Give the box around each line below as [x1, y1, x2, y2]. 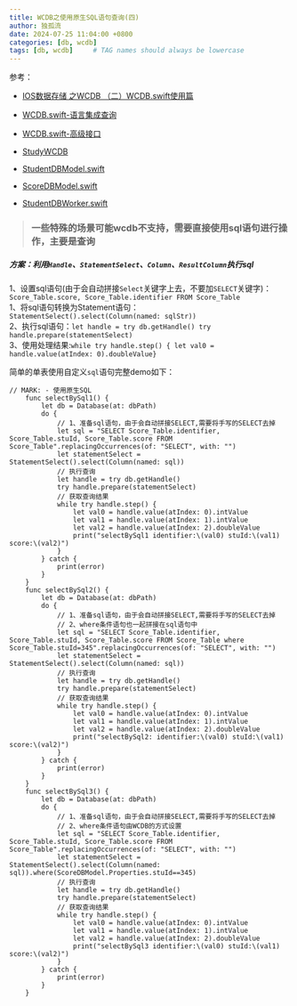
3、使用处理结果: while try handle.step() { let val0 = [9, 340, 215, 351]
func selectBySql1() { [25, 393, 109, 403]
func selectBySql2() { [25, 586, 109, 595]
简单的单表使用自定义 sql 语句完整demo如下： [9, 367, 175, 377]
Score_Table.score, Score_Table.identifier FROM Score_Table [9, 293, 241, 303]
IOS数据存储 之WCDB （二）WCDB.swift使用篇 [21, 91, 194, 101]
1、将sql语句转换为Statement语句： [9, 302, 140, 312]
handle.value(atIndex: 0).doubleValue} [9, 350, 157, 359]
